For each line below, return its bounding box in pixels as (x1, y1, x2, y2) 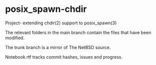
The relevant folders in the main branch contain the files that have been (5, 29, 152, 35)
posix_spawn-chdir (5, 3, 87, 15)
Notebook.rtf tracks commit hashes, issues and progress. (5, 54, 123, 60)
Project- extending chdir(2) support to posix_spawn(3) (5, 20, 117, 26)
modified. (5, 35, 25, 41)
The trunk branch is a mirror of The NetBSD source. (5, 44, 111, 50)
